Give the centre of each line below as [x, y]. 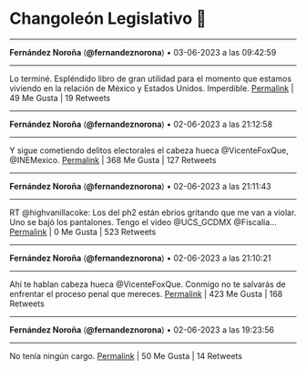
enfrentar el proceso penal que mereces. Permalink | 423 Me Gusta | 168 [146, 293]
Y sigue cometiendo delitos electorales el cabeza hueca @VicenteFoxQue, [149, 150]
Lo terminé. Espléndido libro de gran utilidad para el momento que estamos [151, 78]
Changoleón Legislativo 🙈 [108, 19]
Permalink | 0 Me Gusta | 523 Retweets [83, 231]
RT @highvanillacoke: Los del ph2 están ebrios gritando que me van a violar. [153, 212]
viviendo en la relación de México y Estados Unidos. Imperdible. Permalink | [152, 88]
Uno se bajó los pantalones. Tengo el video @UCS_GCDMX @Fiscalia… [143, 221]
